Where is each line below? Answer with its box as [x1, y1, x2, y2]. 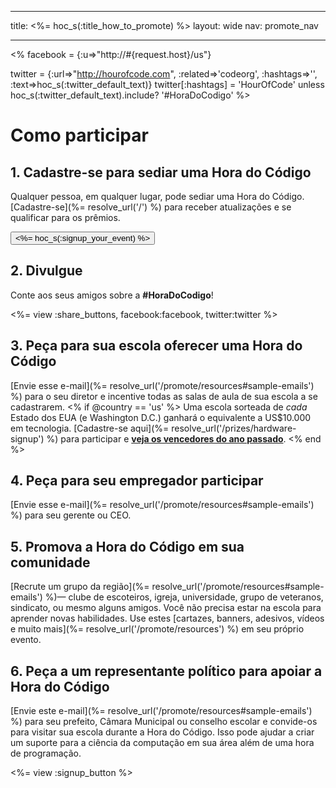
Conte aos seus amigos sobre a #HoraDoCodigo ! [10, 289, 214, 301]
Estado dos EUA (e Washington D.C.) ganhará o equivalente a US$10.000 [10, 411, 312, 423]
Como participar [10, 124, 149, 147]
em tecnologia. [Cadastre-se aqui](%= [10, 422, 170, 434]
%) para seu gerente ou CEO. [10, 509, 132, 521]
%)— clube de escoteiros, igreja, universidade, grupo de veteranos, [44, 591, 324, 603]
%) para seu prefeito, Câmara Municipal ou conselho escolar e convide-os [10, 716, 318, 728]
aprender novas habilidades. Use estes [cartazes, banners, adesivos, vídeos [10, 612, 325, 625]
